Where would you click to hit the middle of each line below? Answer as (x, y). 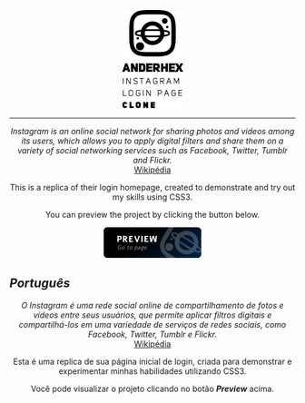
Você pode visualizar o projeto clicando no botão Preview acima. (152, 388)
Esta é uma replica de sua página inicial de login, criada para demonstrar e (152, 361)
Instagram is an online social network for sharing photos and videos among (152, 131)
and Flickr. (152, 160)
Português (40, 284)
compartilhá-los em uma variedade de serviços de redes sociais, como (152, 324)
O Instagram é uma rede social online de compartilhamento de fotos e (152, 305)
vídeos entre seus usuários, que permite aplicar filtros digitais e (152, 315)
